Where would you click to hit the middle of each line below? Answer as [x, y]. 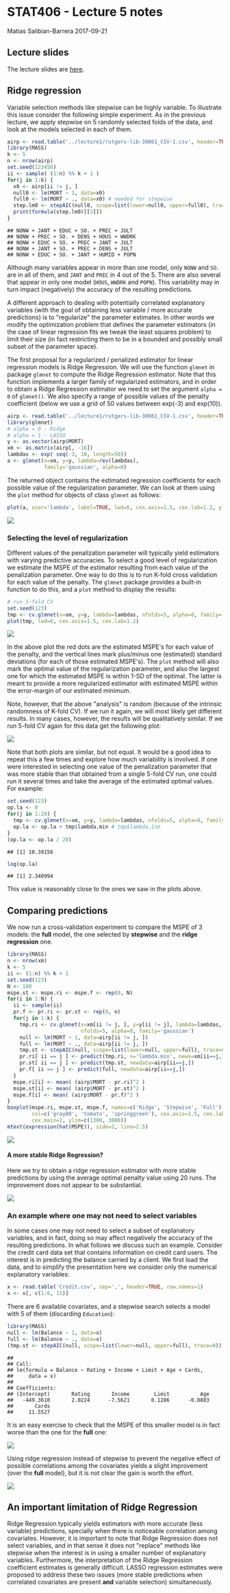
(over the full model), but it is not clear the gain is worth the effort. [100, 1473]
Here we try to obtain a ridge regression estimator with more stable [102, 1170]
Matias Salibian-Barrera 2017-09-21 [57, 31]
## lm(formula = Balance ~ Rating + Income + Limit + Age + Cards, [105, 1370]
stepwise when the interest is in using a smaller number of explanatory [107, 1553]
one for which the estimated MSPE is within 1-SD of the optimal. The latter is [115, 676]
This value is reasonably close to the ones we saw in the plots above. [105, 889]
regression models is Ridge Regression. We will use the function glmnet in [111, 367]
